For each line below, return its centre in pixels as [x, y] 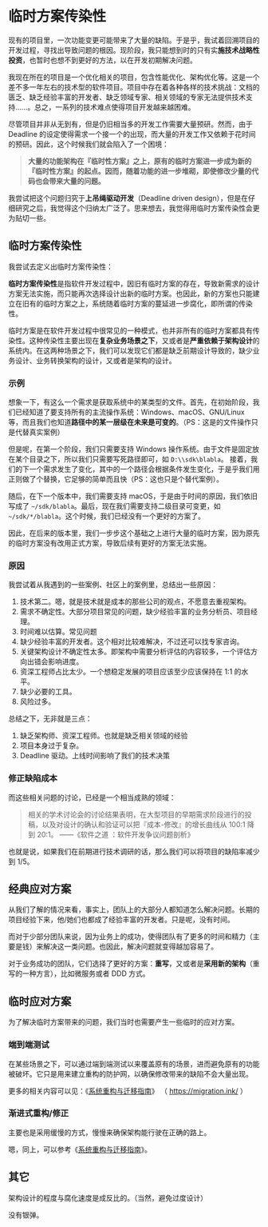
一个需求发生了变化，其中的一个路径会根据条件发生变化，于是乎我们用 [144, 470]
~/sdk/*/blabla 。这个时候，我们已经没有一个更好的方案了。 [107, 516]
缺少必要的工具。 [48, 692]
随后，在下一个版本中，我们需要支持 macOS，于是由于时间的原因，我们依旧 [133, 496]
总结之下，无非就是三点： [50, 719]
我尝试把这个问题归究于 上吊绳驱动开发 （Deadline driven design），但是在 [128, 198]
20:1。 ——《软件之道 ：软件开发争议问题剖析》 [116, 834]
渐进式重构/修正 [39, 1113]
